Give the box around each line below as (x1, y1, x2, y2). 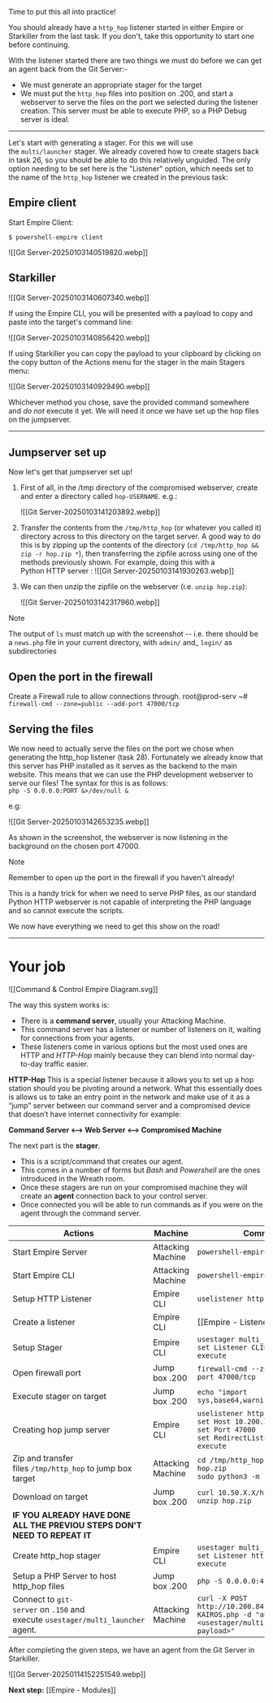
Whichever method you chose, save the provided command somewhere (8, 397, 249, 407)
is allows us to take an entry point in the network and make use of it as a (8, 1092, 250, 1102)
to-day (19, 1059, 43, 1068)
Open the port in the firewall (8, 669, 153, 683)
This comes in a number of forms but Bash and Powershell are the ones (19, 1165, 261, 1175)
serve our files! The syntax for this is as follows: (8, 778, 168, 788)
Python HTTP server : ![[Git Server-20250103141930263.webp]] (19, 566, 234, 576)
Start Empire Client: (8, 217, 74, 227)
